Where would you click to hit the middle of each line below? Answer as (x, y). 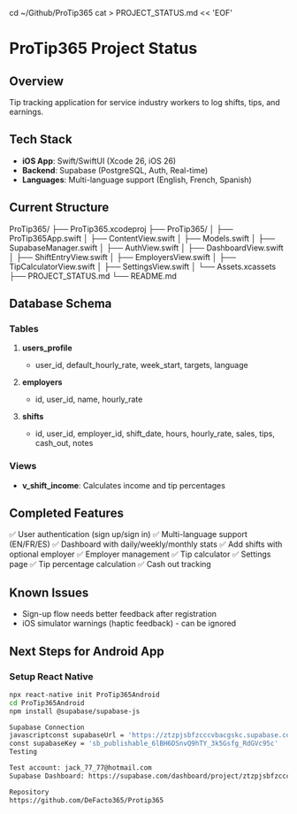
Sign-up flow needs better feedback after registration (119, 614)
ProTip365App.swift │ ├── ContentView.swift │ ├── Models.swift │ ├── (142, 238)
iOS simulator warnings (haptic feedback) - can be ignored (129, 624)
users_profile (47, 348)
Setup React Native (51, 676)
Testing (23, 752)
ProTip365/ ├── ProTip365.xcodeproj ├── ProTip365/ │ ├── (121, 228)
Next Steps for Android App (87, 651)
